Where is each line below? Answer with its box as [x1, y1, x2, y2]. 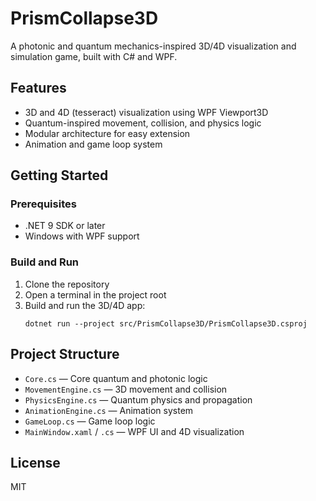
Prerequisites [10, 197, 77, 211]
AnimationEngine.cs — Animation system [24, 404, 194, 416]
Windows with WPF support [24, 230, 140, 242]
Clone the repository [24, 278, 110, 290]
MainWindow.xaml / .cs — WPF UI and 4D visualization [24, 425, 245, 437]
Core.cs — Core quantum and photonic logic [24, 372, 208, 384]
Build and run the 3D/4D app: [24, 299, 146, 311]
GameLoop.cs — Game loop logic [24, 415, 156, 427]
